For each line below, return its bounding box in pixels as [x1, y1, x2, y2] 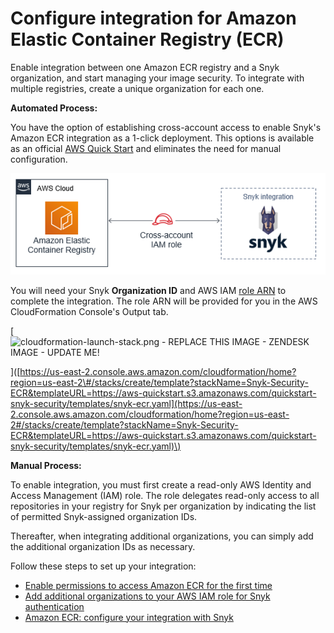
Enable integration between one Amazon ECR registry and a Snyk [10, 61, 280, 73]
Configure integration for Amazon [10, 7, 297, 30]
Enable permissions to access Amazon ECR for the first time [24, 579, 273, 591]
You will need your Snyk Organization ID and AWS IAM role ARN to [10, 284, 287, 296]
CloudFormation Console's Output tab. [10, 305, 169, 317]
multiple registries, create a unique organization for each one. [10, 82, 265, 94]
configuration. [10, 153, 68, 165]
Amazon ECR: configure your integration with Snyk [24, 611, 234, 623]
